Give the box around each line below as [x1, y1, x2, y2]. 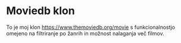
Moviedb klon [6, 4, 76, 18]
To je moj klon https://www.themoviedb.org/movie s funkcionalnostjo [6, 24, 176, 31]
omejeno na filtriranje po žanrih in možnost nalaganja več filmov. [6, 29, 165, 37]
